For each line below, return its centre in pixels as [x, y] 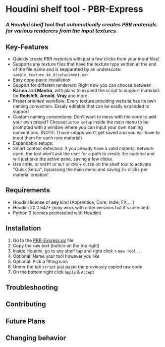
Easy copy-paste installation [42, 80]
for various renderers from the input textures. [62, 31]
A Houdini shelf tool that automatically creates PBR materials [81, 25]
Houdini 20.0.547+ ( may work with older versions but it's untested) [81, 207]
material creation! [31, 174]
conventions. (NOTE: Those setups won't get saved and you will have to [86, 132]
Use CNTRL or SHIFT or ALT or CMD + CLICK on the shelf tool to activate [82, 164]
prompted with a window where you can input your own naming [78, 127]
